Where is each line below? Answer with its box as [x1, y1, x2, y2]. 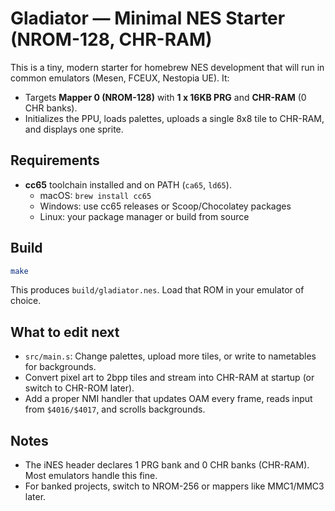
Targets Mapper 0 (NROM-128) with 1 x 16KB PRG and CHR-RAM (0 [24, 91, 307, 103]
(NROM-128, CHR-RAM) [10, 28, 213, 51]
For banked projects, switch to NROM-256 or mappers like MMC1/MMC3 [24, 480, 325, 492]
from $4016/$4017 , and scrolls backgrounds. [24, 403, 206, 416]
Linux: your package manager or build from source [39, 210, 250, 222]
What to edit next [10, 323, 120, 341]
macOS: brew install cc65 [39, 189, 152, 201]
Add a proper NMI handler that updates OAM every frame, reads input [24, 393, 313, 405]
